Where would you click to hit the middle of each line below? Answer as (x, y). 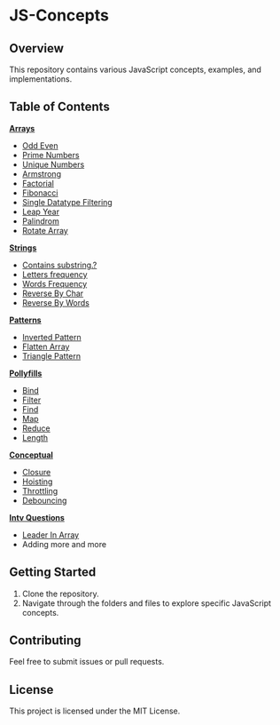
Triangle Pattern (51, 355)
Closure (36, 472)
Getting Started (53, 573)
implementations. (41, 79)
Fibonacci (40, 193)
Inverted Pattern (51, 337)
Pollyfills (26, 373)
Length (35, 437)
